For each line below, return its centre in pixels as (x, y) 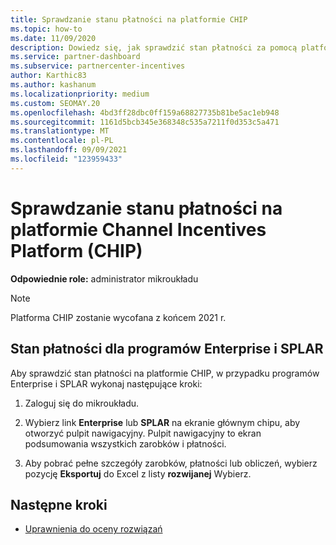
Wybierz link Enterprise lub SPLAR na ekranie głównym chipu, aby (162, 422)
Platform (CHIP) (76, 250)
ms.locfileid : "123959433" (66, 159)
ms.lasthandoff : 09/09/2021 (69, 150)
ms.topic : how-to (46, 29)
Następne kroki (59, 504)
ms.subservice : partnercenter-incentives (98, 66)
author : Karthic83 (48, 76)
